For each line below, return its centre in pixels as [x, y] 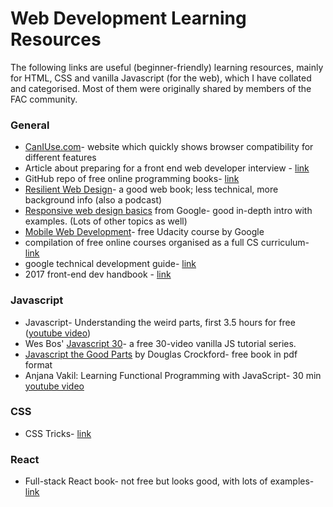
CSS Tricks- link [58, 433]
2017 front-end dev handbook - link [98, 274]
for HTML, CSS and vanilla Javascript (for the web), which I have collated [161, 78]
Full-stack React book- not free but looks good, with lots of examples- [169, 481]
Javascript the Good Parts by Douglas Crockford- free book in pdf [161, 354]
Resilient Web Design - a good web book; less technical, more [151, 189]
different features [60, 158]
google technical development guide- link [110, 264]
